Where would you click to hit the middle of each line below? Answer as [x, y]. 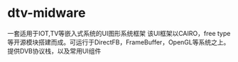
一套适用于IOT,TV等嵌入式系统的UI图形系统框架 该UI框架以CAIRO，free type [119, 33]
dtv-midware [47, 13]
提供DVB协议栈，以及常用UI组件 [54, 51]
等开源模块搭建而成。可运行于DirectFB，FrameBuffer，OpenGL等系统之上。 [119, 42]
